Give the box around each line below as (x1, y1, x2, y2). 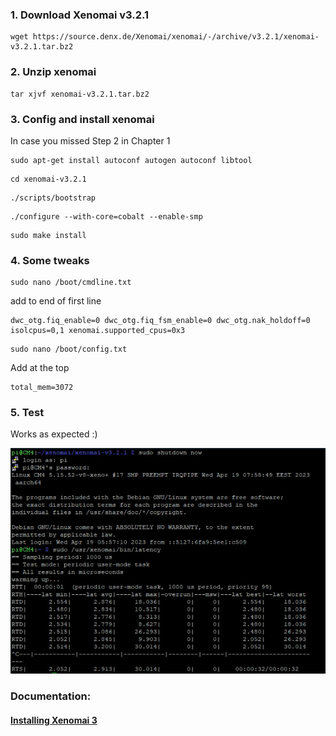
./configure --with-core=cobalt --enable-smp (10, 211, 203, 222)
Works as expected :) (10, 428, 98, 440)
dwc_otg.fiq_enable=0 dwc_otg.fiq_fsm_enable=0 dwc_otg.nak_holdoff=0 (10, 316, 311, 326)
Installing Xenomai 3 (10, 714, 98, 726)
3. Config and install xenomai (10, 112, 155, 126)
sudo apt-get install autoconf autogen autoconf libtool (10, 155, 253, 165)
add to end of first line (10, 295, 102, 307)
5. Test (10, 406, 45, 420)
